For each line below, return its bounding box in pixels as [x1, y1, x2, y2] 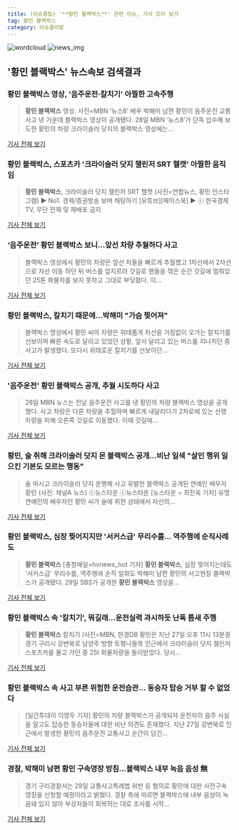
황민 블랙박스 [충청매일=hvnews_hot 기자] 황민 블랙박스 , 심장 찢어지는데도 [24, 560, 233, 569]
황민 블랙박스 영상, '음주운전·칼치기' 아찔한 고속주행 [7, 89, 174, 99]
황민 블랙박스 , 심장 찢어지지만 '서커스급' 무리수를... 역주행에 [7, 531, 200, 541]
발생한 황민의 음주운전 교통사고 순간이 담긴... [44, 729, 168, 738]
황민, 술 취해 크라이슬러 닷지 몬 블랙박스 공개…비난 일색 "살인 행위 [7, 451, 220, 461]
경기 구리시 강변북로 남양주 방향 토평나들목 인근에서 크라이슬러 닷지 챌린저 [24, 639, 231, 648]
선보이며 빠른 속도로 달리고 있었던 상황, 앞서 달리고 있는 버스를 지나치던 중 [24, 336, 230, 345]
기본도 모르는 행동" [22, 461, 84, 471]
